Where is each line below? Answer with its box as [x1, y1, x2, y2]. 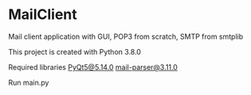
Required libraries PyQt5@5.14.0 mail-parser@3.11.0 [8, 62, 178, 72]
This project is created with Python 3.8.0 [8, 47, 142, 56]
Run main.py [8, 78, 49, 87]
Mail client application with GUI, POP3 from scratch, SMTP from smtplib [8, 32, 244, 41]
